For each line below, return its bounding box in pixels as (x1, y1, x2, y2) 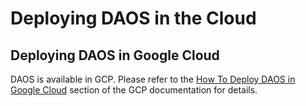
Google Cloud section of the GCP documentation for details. (10, 84, 258, 96)
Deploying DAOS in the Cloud (10, 7, 257, 30)
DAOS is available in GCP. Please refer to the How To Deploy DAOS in (10, 73, 296, 85)
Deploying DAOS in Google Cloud (10, 47, 220, 64)
